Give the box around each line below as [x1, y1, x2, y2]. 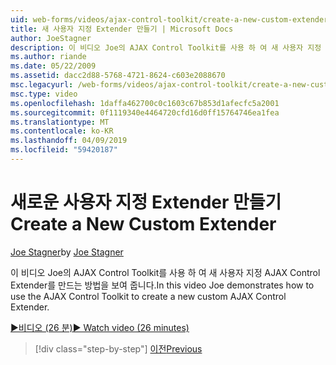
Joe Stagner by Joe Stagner [10, 246, 124, 258]
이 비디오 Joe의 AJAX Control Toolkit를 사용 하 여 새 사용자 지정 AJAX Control [10, 266, 321, 278]
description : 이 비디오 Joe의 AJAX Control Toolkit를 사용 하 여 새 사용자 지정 [10, 42, 322, 53]
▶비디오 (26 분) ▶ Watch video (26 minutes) [10, 321, 190, 333]
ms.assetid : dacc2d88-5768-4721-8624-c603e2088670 [10, 71, 226, 81]
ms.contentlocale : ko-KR [10, 126, 114, 136]
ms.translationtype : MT [10, 117, 110, 127]
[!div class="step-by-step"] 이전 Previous [34, 342, 203, 355]
